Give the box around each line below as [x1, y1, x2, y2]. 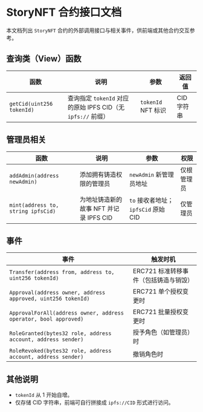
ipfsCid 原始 [129, 205, 165, 214]
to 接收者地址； [129, 196, 174, 204]
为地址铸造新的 [79, 195, 123, 203]
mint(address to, [9, 201, 59, 209]
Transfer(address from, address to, [9, 269, 115, 276]
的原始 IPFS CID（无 [67, 103, 125, 111]
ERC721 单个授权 [132, 287, 183, 296]
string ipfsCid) [9, 208, 56, 215]
